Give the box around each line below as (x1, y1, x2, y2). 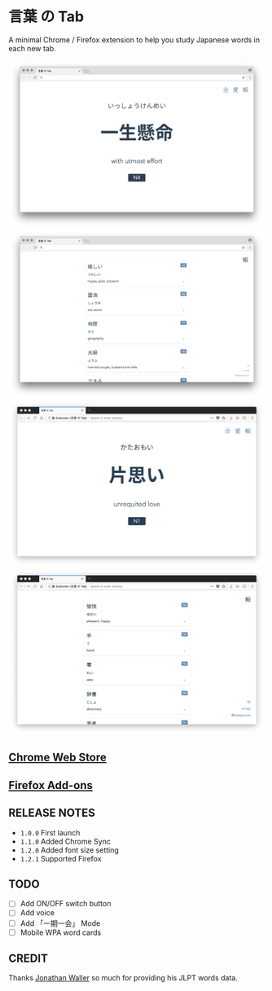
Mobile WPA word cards (20, 927, 102, 937)
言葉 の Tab (8, 7, 84, 26)
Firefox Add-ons (8, 778, 94, 792)
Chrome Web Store (8, 751, 107, 765)
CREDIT (8, 952, 49, 966)
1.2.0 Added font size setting (20, 844, 120, 855)
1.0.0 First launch (20, 827, 81, 837)
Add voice (20, 908, 55, 918)
